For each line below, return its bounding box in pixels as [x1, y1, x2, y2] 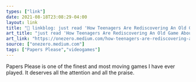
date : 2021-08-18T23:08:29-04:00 [6, 14, 87, 20]
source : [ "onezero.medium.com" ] [6, 42, 85, 47]
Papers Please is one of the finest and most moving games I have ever [6, 63, 176, 70]
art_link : [6, 36, 30, 42]
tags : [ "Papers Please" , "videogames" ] [6, 47, 100, 53]
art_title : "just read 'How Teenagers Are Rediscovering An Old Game [6, 30, 179, 36]
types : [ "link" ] [6, 8, 45, 15]
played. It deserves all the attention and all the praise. [6, 69, 135, 76]
